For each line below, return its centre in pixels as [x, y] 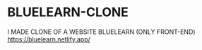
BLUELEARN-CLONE [68, 12]
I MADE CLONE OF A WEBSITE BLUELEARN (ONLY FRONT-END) [101, 32]
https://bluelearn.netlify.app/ [49, 39]
